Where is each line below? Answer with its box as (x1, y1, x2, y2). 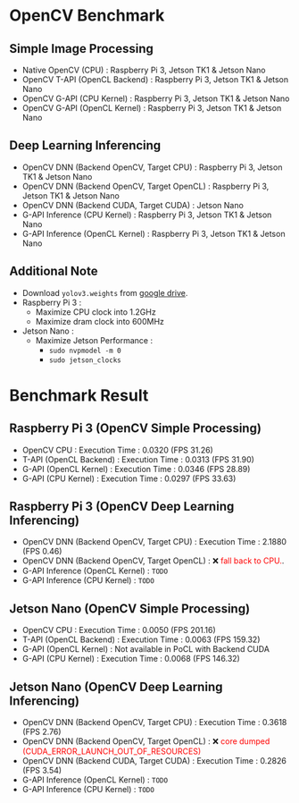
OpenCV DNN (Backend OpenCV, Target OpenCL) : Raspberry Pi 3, (21, 181, 270, 191)
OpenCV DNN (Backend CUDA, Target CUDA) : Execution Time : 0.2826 (21, 756, 287, 766)
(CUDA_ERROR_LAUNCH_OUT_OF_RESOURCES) (21, 746, 202, 757)
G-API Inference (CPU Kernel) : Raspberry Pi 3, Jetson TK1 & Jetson (21, 209, 272, 220)
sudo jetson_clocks (48, 355, 122, 365)
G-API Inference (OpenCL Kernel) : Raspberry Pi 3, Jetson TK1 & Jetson (21, 228, 286, 239)
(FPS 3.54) (21, 765, 62, 776)
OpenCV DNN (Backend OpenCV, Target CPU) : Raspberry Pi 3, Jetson (21, 162, 283, 173)
